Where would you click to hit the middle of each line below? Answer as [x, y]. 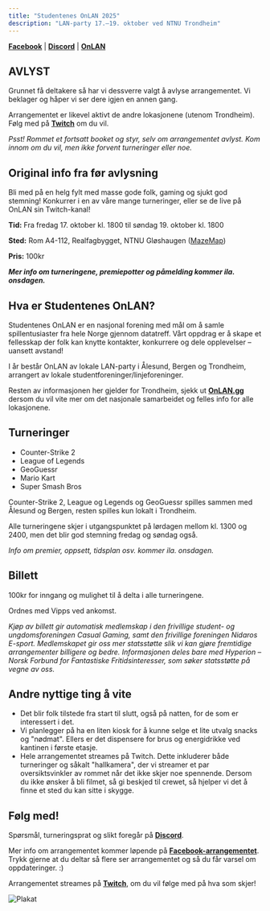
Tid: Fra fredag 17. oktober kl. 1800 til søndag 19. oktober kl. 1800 [116, 225]
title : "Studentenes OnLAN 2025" [64, 16]
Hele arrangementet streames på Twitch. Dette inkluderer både [125, 756]
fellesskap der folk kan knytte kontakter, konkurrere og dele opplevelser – [130, 342]
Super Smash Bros [51, 486]
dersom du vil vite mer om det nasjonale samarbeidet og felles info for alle [131, 398]
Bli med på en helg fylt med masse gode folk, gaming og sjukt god [118, 192]
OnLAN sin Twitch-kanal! [49, 209]
